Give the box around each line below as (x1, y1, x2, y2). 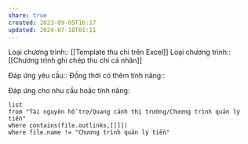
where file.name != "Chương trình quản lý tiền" (8, 128, 170, 137)
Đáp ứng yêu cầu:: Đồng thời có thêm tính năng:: (8, 71, 166, 81)
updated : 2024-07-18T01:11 (8, 26, 97, 34)
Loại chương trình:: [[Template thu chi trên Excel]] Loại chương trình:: (8, 48, 232, 57)
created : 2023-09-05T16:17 (8, 19, 97, 27)
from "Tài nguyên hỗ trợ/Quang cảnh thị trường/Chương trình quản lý (8, 108, 241, 116)
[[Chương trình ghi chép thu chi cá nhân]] (8, 56, 143, 65)
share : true (8, 11, 47, 20)
